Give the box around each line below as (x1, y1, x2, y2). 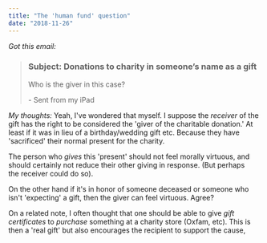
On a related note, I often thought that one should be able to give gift (8, 208, 235, 217)
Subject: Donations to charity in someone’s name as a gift (27, 61, 257, 72)
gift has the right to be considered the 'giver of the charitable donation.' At (8, 119, 253, 128)
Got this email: (8, 41, 56, 51)
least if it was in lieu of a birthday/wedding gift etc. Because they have (8, 128, 241, 137)
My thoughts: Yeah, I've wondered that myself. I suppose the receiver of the (8, 110, 259, 120)
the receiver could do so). (8, 168, 94, 178)
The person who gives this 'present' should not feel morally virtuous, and (8, 152, 250, 161)
